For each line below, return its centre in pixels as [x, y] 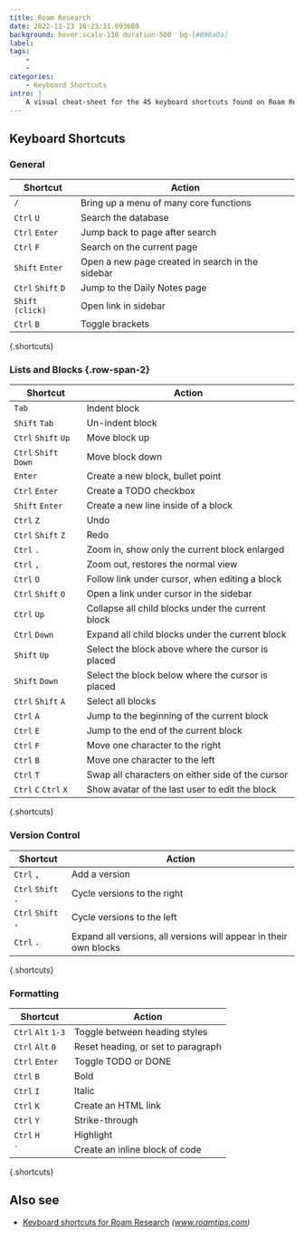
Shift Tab [34, 423]
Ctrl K [27, 1106]
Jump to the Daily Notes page [144, 288]
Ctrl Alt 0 [35, 1047]
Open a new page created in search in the [170, 261]
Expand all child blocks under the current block [186, 634]
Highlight [93, 1135]
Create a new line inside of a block [160, 506]
